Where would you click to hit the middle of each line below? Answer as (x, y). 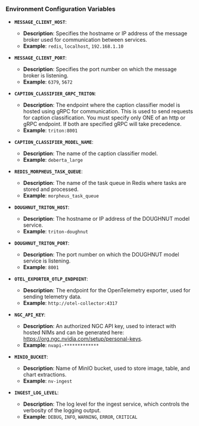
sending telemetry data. (52, 297)
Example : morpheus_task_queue (61, 196)
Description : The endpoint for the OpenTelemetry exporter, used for (107, 291)
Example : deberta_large (53, 160)
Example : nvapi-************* (61, 345)
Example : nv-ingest (48, 381)
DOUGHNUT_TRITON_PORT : (42, 243)
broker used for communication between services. (85, 40)
